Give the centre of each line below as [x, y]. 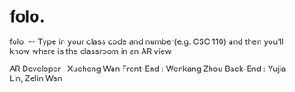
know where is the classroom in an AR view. [92, 51]
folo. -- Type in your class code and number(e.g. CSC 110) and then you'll [147, 41]
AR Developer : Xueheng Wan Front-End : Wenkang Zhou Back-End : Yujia [147, 69]
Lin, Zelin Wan [36, 78]
